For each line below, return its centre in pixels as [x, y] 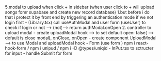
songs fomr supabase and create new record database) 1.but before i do [77, 12]
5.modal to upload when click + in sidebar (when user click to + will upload [80, 7]
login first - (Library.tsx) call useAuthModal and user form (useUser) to [75, 22]
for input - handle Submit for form [39, 53]
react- [142, 43]
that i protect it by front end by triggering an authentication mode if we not [79, 17]
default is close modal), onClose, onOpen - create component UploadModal [81, 38]
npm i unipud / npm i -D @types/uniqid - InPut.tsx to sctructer [92, 48]
